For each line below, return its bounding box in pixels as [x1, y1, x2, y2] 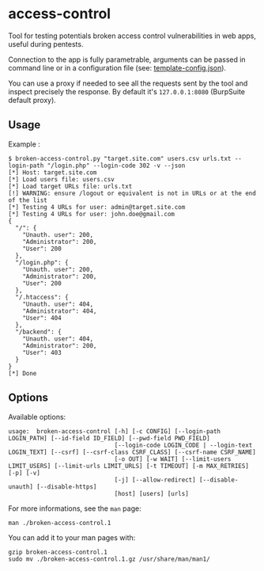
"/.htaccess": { [15, 293, 69, 301]
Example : [8, 139, 41, 149]
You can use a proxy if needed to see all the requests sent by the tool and [8, 78, 248, 88]
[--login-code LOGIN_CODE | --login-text [114, 441, 253, 449]
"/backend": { [15, 328, 62, 336]
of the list [8, 196, 47, 204]
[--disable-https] [36, 482, 97, 491]
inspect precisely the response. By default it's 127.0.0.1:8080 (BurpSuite [8, 86, 246, 96]
